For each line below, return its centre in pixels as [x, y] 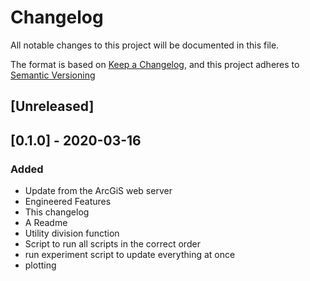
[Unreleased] [52, 106]
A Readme [46, 223]
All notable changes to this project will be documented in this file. [145, 45]
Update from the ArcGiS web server [98, 191]
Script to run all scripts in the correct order [112, 244]
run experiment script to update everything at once [130, 255]
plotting [40, 265]
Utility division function [72, 233]
